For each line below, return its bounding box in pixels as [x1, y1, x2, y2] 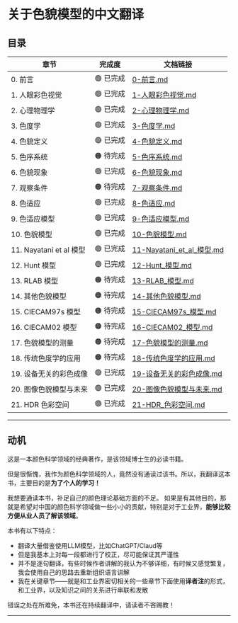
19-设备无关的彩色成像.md [132, 369, 222, 379]
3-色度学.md [132, 121, 176, 131]
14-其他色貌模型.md [132, 291, 201, 301]
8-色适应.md [132, 198, 176, 208]
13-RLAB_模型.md [132, 275, 195, 285]
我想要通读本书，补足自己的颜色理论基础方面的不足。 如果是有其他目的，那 [7, 493, 227, 502]
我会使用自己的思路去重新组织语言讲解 [17, 568, 130, 576]
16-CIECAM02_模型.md [132, 322, 213, 332]
